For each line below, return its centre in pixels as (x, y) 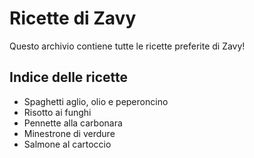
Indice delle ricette (69, 77)
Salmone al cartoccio (67, 144)
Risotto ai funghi (57, 112)
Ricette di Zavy (73, 18)
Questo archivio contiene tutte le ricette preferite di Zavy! (127, 46)
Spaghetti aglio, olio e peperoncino (96, 101)
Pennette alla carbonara (73, 123)
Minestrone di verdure (69, 133)
